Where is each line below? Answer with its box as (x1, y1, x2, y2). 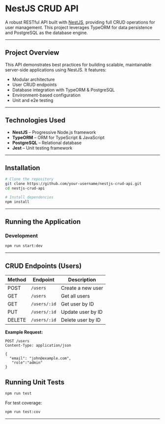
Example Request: (5, 329, 43, 335)
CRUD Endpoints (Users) (5, 262, 82, 270)
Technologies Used (5, 116, 65, 124)
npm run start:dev (5, 243, 43, 248)
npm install (5, 199, 29, 204)
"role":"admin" (11, 360, 43, 365)
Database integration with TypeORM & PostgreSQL (12, 87, 115, 92)
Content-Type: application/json (5, 343, 71, 348)
